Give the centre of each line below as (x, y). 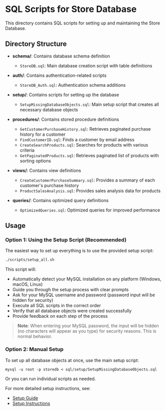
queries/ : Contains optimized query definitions (60, 200)
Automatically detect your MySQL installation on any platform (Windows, (87, 279)
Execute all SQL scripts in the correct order (57, 306)
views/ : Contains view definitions (47, 170)
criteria (27, 150)
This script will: (21, 269)
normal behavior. (35, 336)
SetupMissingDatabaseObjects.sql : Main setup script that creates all (89, 104)
